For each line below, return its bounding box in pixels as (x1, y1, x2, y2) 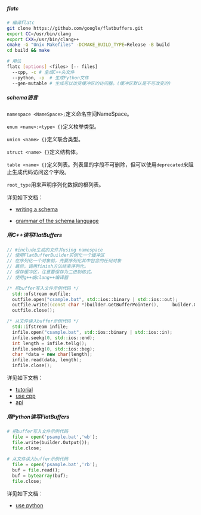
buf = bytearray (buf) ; (12, 473, 69, 479)
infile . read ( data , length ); (12, 357, 82, 363)
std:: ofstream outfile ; (12, 291, 71, 297)
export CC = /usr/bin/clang (7, 30, 71, 37)
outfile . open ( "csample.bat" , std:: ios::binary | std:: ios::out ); (12, 296, 178, 302)
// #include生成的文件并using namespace (7, 247, 103, 253)
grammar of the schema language (15, 217, 99, 224)
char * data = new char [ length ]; (12, 352, 93, 358)
